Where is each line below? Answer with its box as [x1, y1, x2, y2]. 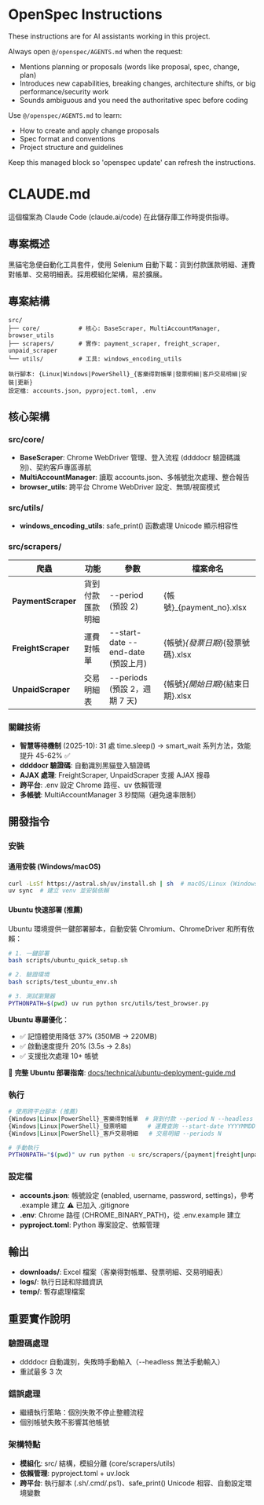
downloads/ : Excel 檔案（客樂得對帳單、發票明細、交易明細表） [19, 1267, 228, 1277]
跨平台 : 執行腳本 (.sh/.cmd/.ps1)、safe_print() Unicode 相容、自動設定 [19, 1478, 245, 1488]
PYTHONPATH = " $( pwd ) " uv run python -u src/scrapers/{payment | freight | [8, 1151, 244, 1159]
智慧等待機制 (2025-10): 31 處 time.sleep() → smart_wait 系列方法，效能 [19, 741, 251, 751]
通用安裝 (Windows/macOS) [8, 862, 101, 871]
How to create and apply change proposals [19, 126, 159, 135]
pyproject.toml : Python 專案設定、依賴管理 [19, 1220, 160, 1229]
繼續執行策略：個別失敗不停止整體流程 [19, 1408, 144, 1417]
